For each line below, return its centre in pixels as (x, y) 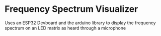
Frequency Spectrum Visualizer (71, 9)
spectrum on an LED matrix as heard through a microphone (65, 28)
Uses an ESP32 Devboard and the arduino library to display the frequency (80, 23)
